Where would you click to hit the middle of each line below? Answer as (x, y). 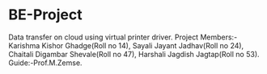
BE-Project (45, 15)
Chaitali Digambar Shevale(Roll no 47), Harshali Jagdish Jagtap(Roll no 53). (134, 54)
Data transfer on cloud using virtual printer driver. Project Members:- (123, 37)
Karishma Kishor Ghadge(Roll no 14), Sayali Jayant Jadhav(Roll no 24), (126, 45)
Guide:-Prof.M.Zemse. (45, 63)
